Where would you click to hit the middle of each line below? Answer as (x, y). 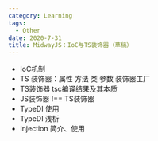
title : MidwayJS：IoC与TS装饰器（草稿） (71, 45)
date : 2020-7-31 (35, 38)
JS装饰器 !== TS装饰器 (57, 99)
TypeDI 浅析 (39, 119)
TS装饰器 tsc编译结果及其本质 (68, 89)
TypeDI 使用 (39, 109)
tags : (17, 23)
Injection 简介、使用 (52, 129)
